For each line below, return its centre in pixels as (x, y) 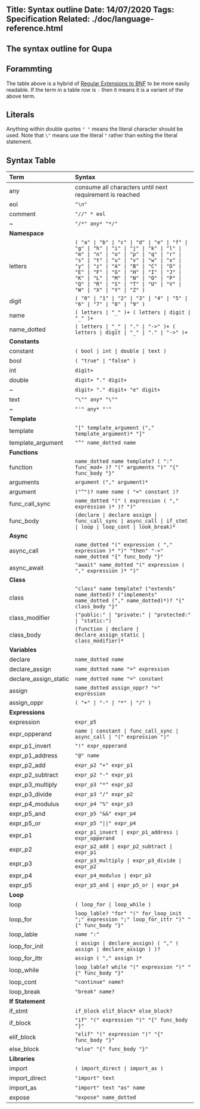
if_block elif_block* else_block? (124, 1011)
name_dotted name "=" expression (122, 669)
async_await (26, 568)
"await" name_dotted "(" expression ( (130, 565)
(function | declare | (107, 629)
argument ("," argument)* (112, 482)
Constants (24, 341)
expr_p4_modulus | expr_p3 (113, 876)
